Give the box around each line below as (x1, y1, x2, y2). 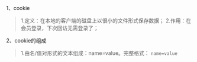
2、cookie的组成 (6, 37, 47, 44)
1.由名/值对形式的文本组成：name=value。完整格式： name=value (20, 50, 177, 57)
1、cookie (6, 5, 30, 11)
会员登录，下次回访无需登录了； (20, 25, 99, 31)
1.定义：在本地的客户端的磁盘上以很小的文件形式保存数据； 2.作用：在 (20, 17, 192, 24)
